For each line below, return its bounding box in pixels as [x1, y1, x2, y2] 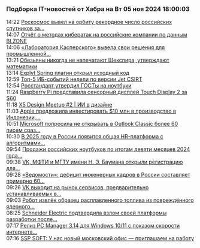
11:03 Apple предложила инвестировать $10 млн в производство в [6, 107, 177, 115]
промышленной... [6, 50, 51, 58]
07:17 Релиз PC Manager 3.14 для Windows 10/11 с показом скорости [6, 222, 180, 229]
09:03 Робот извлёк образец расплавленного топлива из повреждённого [6, 196, 194, 204]
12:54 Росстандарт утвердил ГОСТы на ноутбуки [6, 82, 132, 89]
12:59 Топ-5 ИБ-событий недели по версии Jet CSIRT [6, 75, 143, 83]
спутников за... [6, 25, 45, 32]
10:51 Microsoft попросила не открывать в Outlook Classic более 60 [6, 120, 178, 128]
